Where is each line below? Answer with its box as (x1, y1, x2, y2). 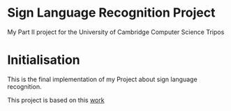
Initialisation (7, 52, 80, 68)
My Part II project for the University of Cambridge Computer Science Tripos (7, 28, 225, 36)
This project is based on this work (7, 96, 105, 104)
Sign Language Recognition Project (7, 5, 216, 21)
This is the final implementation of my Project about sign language (7, 75, 198, 83)
